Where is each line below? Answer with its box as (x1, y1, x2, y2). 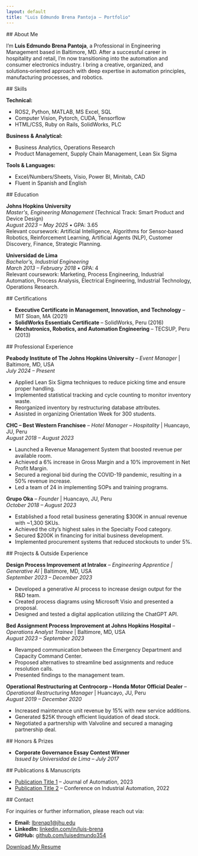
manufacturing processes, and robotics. (6, 74, 103, 81)
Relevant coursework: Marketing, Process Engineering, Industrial (6, 271, 164, 278)
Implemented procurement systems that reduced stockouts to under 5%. (14, 538, 192, 545)
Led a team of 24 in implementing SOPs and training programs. (14, 483, 168, 490)
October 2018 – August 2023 (6, 501, 77, 508)
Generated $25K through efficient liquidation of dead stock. (14, 713, 161, 720)
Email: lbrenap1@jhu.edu (14, 819, 76, 826)
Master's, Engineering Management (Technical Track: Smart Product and (6, 208, 184, 215)
